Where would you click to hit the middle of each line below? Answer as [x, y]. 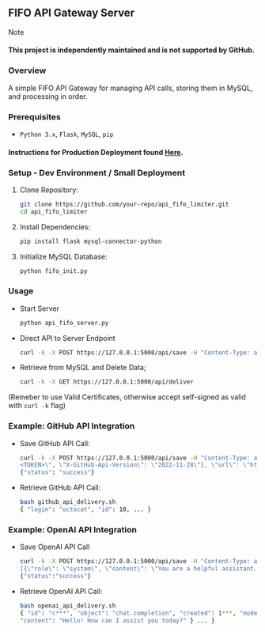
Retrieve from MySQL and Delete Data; [83, 368]
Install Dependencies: [55, 227]
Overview [27, 70]
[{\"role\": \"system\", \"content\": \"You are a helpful [119, 569]
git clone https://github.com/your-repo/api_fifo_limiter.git [124, 204]
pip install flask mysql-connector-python [91, 241]
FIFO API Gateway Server [72, 13]
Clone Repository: [49, 190]
